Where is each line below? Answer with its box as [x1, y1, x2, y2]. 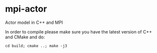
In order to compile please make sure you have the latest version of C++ [5, 29, 152, 35]
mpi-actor [5, 3, 47, 15]
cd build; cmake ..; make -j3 [5, 43, 68, 48]
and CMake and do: [5, 34, 45, 40]
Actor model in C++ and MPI [5, 19, 63, 25]
